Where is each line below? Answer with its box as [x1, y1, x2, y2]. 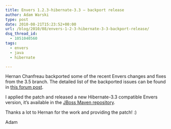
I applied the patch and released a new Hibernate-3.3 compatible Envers [5, 94, 158, 100]
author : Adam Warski [5, 12, 50, 17]
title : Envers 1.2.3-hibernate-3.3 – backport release [5, 7, 125, 13]
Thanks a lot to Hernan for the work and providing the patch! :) [5, 109, 137, 115]
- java [10, 50, 24, 55]
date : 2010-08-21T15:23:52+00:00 [5, 21, 77, 27]
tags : [5, 41, 17, 46]
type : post [5, 17, 29, 22]
